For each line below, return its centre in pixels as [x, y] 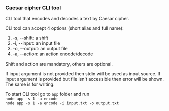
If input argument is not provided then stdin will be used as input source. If [83, 74]
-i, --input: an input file [36, 43]
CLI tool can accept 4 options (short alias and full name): [64, 28]
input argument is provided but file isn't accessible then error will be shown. [84, 79]
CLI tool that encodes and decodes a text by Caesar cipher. [67, 19]
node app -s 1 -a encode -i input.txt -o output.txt [62, 103]
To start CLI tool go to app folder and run [47, 94]
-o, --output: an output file [40, 49]
